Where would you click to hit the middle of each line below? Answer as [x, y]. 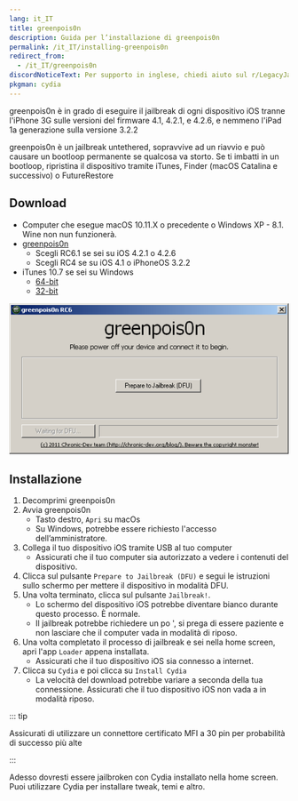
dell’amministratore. [71, 539]
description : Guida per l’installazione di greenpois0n [114, 37]
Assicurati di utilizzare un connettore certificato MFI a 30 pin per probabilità [147, 733]
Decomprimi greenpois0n [68, 501]
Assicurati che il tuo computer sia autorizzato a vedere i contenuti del [162, 557]
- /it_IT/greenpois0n [57, 66]
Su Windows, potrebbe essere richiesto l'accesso [126, 529]
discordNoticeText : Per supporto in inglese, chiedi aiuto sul [129, 76]
